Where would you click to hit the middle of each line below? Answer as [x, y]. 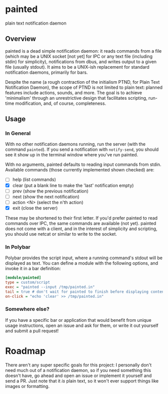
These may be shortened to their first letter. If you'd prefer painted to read [81, 218]
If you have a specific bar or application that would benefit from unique [78, 320]
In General [18, 133]
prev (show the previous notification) [50, 191]
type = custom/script [28, 282]
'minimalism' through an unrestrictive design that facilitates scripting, [76, 98]
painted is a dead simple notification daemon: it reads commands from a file [83, 51]
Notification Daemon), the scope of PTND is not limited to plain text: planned [84, 87]
